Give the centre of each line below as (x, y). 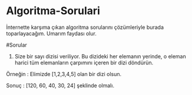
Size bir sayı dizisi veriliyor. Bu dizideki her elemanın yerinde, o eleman (100, 56)
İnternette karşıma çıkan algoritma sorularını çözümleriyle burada (85, 27)
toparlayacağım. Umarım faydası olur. (52, 33)
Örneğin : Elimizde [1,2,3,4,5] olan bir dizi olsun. (64, 74)
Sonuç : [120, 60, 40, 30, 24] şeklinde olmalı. (60, 85)
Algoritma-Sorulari (53, 11)
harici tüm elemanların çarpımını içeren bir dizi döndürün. (84, 63)
